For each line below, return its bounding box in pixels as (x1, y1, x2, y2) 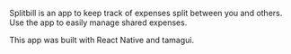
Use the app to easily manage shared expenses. (9, 17, 188, 28)
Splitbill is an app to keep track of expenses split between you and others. (9, 8, 283, 18)
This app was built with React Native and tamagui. (9, 35, 195, 45)
